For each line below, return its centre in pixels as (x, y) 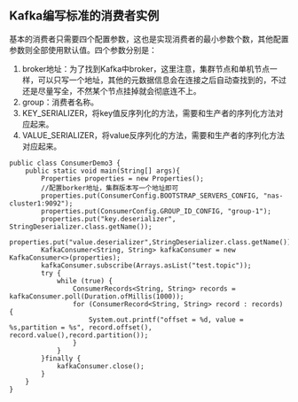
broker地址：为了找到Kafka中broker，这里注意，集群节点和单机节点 (146, 68)
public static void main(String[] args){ (102, 171)
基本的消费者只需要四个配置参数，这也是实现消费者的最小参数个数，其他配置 (149, 39)
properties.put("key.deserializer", (109, 219)
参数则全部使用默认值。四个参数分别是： (83, 50)
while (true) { (85, 281)
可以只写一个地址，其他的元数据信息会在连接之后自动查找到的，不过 (162, 80)
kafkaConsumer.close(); (100, 366)
